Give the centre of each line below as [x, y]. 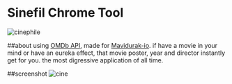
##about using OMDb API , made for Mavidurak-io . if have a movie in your [113, 45]
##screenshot [27, 74]
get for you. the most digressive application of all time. [85, 60]
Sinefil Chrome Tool [65, 13]
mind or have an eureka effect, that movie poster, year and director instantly [116, 53]
